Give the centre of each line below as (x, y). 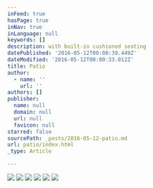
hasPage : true (28, 20)
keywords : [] (26, 40)
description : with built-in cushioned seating (77, 46)
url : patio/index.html (41, 145)
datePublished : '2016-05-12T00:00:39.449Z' (72, 54)
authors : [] (25, 92)
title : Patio (26, 66)
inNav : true (25, 27)
